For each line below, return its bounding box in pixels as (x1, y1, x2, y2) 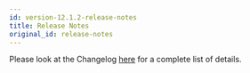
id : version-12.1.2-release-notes (9, 12, 138, 22)
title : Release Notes (9, 21, 90, 30)
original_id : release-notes (9, 29, 114, 38)
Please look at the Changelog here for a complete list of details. (9, 54, 242, 65)
